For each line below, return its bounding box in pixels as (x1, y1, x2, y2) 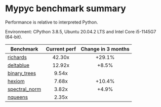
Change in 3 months (80, 45, 130, 52)
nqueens (7, 94, 28, 101)
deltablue (7, 62, 30, 69)
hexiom (7, 78, 25, 84)
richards (7, 53, 27, 60)
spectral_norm (7, 85, 41, 92)
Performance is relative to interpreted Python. (5, 19, 98, 25)
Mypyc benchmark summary (5, 3, 126, 14)
